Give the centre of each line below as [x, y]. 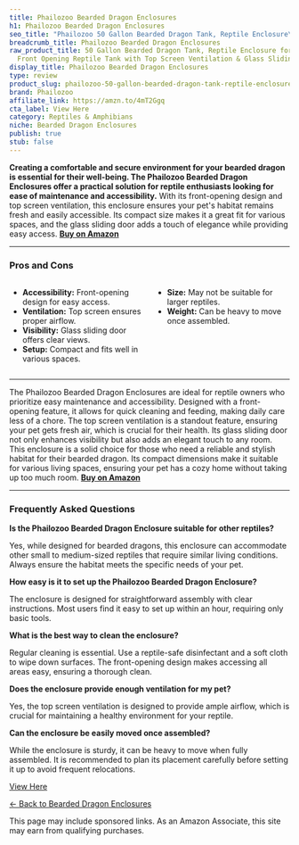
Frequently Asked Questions [72, 509]
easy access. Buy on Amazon [64, 234]
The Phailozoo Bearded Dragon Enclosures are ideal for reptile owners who [147, 393]
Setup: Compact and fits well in [80, 350]
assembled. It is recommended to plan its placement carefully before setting [149, 760]
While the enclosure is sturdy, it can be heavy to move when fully [129, 750]
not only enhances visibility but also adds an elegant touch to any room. [141, 440]
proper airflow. [49, 321]
